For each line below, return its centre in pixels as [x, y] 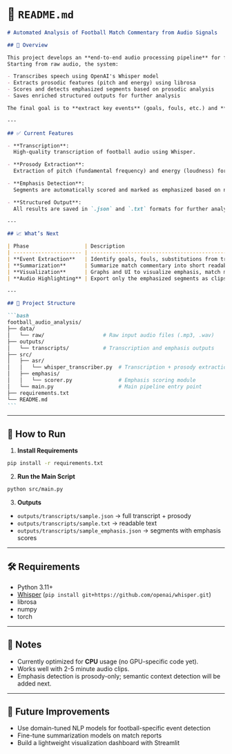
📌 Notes [25, 645]
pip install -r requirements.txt [55, 463]
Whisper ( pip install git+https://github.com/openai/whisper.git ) [114, 594]
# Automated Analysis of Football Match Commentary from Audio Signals [112, 33]
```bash [18, 316]
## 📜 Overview [28, 45]
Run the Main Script [46, 477]
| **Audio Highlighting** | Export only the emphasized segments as [108, 278]
